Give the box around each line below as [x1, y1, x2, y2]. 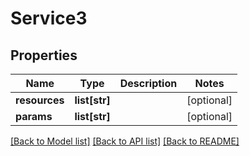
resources [15, 93, 65, 107]
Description [119, 77, 178, 90]
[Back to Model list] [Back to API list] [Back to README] [10, 135, 240, 147]
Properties [10, 47, 78, 64]
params [15, 110, 53, 123]
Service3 [10, 7, 88, 30]
